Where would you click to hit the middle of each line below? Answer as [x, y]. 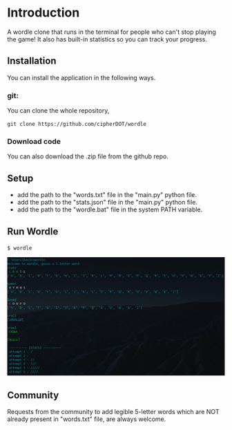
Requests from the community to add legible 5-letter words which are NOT [113, 411]
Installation [32, 61]
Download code [34, 141]
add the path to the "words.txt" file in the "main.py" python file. [107, 195]
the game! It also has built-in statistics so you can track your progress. [107, 39]
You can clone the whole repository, [58, 111]
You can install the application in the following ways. [81, 77]
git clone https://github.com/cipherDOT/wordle [77, 124]
